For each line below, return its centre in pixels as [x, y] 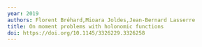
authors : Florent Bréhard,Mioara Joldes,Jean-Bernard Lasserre [101, 20]
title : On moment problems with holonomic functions [86, 26]
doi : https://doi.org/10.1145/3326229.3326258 [76, 33]
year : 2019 [23, 13]
